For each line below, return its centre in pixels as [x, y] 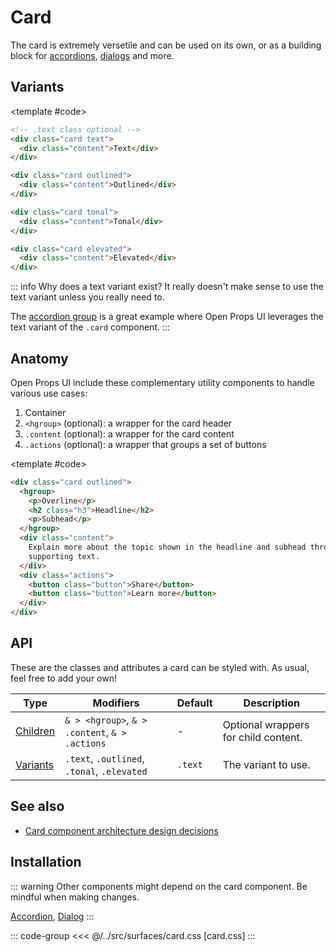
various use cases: [49, 393]
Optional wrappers [266, 724]
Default [194, 703]
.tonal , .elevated [106, 771]
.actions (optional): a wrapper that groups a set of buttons [145, 444]
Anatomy [39, 358]
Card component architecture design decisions [121, 830]
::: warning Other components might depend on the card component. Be [159, 886]
